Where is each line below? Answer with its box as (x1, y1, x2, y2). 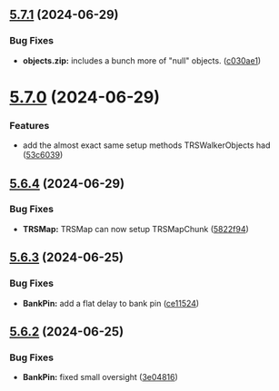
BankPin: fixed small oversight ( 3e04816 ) (22, 372, 179, 383)
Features (9, 119, 50, 132)
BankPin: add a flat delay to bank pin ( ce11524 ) (22, 298, 200, 308)
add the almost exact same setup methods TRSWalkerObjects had (22, 140, 271, 151)
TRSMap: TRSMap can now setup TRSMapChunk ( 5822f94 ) (22, 223, 250, 234)
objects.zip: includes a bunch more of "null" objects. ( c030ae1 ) (22, 54, 262, 66)
